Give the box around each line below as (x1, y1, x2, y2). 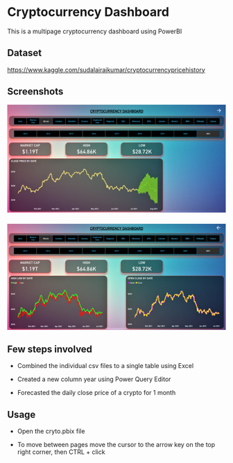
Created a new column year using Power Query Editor (17, 375, 171, 383)
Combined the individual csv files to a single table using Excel (17, 362, 194, 370)
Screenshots (7, 86, 64, 98)
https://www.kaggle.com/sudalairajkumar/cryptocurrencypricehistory (7, 65, 206, 73)
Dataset (7, 47, 42, 59)
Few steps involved (7, 344, 92, 356)
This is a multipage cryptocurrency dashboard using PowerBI (7, 27, 182, 35)
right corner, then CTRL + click (17, 448, 105, 456)
